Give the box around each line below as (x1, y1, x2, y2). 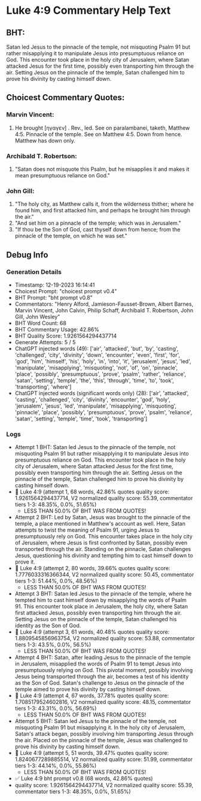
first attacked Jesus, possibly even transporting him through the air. (14, 609, 182, 616)
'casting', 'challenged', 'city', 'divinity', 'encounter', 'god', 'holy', (14, 396, 170, 403)
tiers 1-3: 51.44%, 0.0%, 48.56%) (14, 577, 98, 585)
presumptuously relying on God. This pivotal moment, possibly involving (14, 667, 193, 674)
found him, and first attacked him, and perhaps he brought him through (14, 207, 190, 214)
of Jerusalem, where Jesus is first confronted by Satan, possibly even (14, 539, 187, 546)
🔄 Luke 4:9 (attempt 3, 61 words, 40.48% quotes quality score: (14, 628, 170, 636)
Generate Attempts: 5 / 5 (14, 338, 76, 345)
